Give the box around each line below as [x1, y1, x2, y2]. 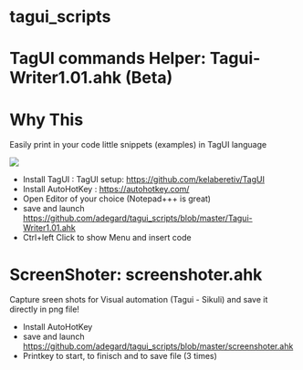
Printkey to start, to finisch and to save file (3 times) [22, 351, 217, 362]
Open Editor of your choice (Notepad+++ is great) [22, 193, 212, 204]
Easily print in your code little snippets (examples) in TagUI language [9, 139, 267, 150]
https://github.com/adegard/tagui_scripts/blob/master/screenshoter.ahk [22, 341, 294, 352]
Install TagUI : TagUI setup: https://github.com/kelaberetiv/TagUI [22, 174, 265, 185]
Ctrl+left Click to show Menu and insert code [22, 232, 192, 243]
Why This [9, 109, 84, 129]
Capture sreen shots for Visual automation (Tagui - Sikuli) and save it [9, 294, 268, 305]
